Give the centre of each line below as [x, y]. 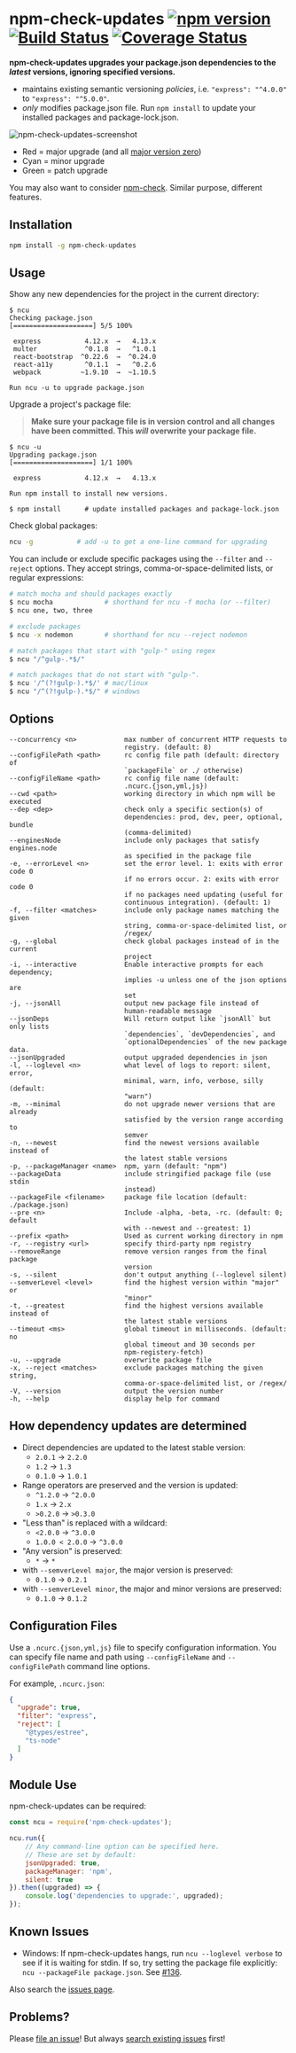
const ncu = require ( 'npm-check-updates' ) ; [91, 1823]
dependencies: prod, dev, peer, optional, [203, 817]
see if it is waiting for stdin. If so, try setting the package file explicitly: [149, 1963]
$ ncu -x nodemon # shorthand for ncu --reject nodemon [129, 635]
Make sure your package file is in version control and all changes [153, 422]
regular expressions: [47, 578]
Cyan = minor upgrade [63, 160]
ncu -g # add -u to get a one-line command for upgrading [138, 542]
